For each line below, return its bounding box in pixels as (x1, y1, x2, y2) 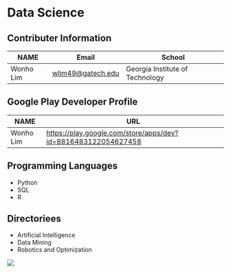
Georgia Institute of (126, 64, 188, 74)
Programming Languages (7, 160, 118, 172)
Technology (126, 73, 164, 82)
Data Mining (16, 239, 52, 247)
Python (16, 178, 38, 186)
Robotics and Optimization (16, 245, 93, 254)
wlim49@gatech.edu (52, 69, 120, 78)
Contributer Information (7, 32, 112, 44)
